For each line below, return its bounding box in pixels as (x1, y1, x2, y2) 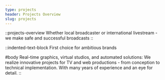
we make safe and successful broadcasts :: (5, 35, 93, 41)
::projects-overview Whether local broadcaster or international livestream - (5, 30, 158, 36)
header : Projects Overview (5, 12, 61, 17)
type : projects (5, 7, 37, 12)
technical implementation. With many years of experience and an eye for (5, 65, 153, 71)
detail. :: (5, 70, 22, 76)
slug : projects (5, 16, 37, 21)
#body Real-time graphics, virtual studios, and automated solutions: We (5, 54, 151, 60)
